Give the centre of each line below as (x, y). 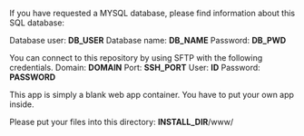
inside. (22, 104)
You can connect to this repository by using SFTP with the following (136, 58)
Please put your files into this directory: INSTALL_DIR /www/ (122, 122)
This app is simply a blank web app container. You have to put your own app (152, 95)
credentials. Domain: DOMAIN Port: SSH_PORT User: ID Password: (135, 68)
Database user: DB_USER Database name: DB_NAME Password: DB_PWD (148, 40)
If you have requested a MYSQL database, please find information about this (152, 13)
